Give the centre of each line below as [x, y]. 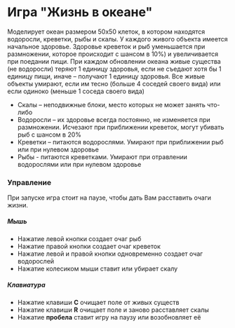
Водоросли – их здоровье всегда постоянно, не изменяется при [114, 119]
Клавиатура [26, 285]
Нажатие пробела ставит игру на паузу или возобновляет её [109, 317]
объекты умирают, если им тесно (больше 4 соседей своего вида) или [114, 83]
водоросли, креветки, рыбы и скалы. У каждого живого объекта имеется [117, 39]
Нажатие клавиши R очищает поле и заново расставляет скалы [113, 310]
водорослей [36, 261]
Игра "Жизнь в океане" [80, 12]
